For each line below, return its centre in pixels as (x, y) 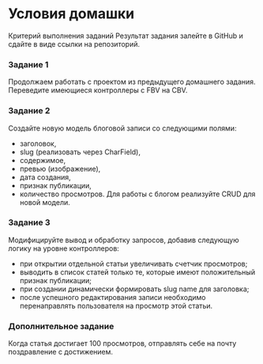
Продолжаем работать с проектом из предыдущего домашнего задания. (132, 82)
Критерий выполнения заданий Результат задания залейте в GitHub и (126, 36)
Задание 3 (29, 222)
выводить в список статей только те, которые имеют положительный (137, 272)
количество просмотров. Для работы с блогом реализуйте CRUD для (137, 194)
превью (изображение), (60, 169)
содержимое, (42, 160)
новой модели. (45, 202)
